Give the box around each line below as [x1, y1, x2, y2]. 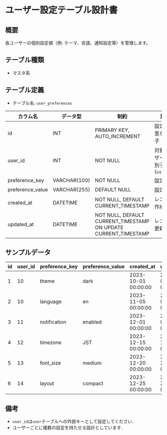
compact [83, 380, 103, 387]
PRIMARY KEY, [95, 126, 130, 133]
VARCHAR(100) [53, 177, 90, 184]
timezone [39, 339, 62, 346]
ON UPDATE [95, 224, 124, 231]
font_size [39, 360, 61, 367]
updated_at [7, 221, 34, 228]
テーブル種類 [5, 56, 44, 64]
